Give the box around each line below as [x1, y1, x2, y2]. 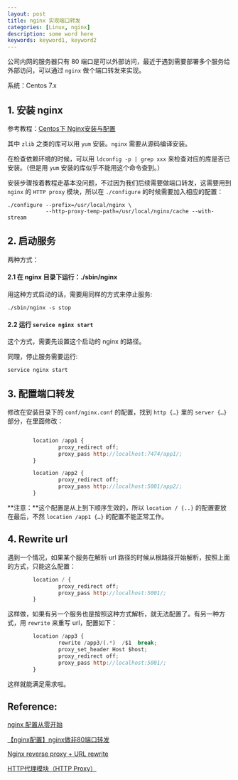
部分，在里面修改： [7, 417, 64, 425]
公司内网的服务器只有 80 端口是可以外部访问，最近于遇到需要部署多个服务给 [7, 58, 231, 66]
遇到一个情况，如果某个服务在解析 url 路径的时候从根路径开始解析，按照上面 [7, 552, 231, 562]
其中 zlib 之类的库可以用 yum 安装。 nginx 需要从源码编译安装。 [7, 139, 192, 148]
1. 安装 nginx [7, 104, 63, 116]
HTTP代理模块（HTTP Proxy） [7, 764, 97, 773]
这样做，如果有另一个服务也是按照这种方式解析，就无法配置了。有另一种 [7, 609, 219, 619]
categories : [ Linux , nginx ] [7, 23, 91, 31]
